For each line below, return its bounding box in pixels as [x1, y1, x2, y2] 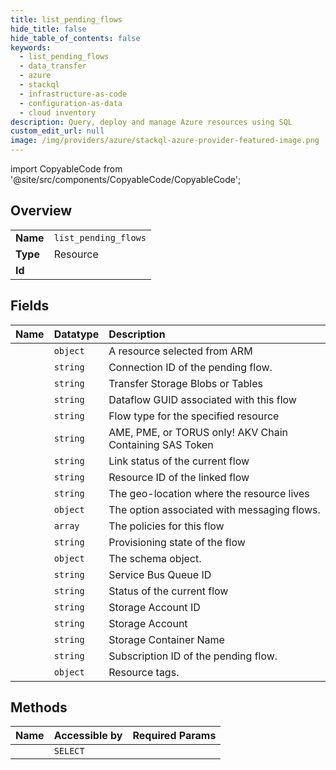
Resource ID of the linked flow [108, 470, 250, 484]
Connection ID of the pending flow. [108, 360, 273, 374]
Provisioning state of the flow [108, 535, 246, 549]
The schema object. [108, 551, 202, 565]
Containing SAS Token [108, 437, 214, 451]
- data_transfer [19, 61, 87, 71]
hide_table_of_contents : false [10, 33, 141, 43]
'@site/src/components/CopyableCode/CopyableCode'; [10, 174, 242, 185]
